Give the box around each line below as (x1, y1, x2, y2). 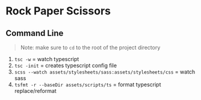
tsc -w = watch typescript (14, 56, 79, 62)
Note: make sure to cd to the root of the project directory (20, 44, 161, 51)
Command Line (5, 28, 64, 38)
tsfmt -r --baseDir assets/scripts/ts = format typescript (14, 81, 161, 88)
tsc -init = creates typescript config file (14, 62, 117, 69)
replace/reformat (14, 87, 57, 94)
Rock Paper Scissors (5, 4, 111, 18)
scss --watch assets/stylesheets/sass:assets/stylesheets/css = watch (14, 68, 196, 75)
